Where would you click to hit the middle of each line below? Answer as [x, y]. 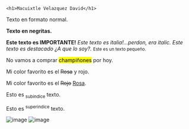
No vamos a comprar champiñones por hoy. [60, 60]
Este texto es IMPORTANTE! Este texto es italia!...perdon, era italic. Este [95, 42]
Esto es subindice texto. [33, 95]
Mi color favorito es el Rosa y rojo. [48, 72]
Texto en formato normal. [37, 20]
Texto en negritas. [29, 31]
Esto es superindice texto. [36, 108]
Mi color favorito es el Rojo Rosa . [46, 83]
